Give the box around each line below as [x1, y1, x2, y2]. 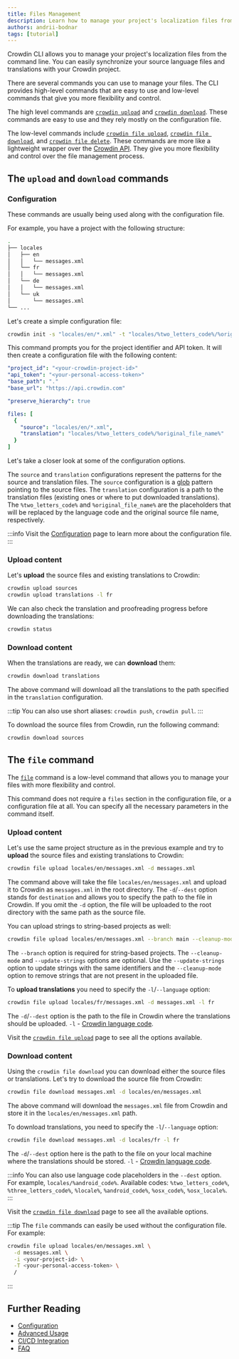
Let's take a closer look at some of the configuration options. [7, 457, 186, 465]
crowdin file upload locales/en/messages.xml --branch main [7, 936, 190, 943]
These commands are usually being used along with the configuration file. [7, 210, 225, 218]
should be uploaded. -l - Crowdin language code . [7, 1019, 154, 1028]
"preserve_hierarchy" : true [7, 397, 91, 405]
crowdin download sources [7, 735, 84, 742]
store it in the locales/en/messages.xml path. [7, 1109, 137, 1117]
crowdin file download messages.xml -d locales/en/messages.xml [7, 1088, 202, 1096]
